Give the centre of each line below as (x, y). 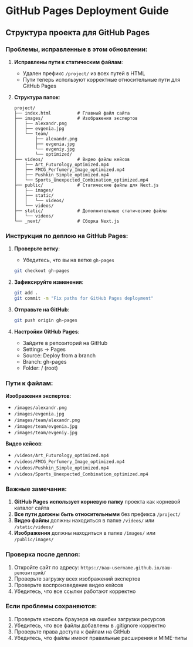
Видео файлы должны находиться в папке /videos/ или (84, 521)
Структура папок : (37, 97)
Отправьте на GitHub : (42, 309)
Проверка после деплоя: (43, 555)
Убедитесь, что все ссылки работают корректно (75, 591)
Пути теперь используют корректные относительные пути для (101, 79)
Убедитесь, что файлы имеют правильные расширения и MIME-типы (101, 638)
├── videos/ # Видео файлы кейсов (72, 159)
